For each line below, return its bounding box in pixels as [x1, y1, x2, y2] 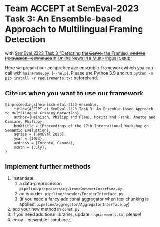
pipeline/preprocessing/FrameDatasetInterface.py [19, 186, 123, 191]
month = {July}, [14, 145, 47, 150]
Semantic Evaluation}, [5, 128, 51, 132]
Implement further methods [5, 162, 91, 170]
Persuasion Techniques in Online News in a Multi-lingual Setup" [5, 55, 133, 61]
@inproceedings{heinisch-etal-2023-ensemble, [5, 102, 99, 107]
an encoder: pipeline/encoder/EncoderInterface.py [19, 190, 124, 196]
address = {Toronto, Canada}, [14, 140, 75, 145]
